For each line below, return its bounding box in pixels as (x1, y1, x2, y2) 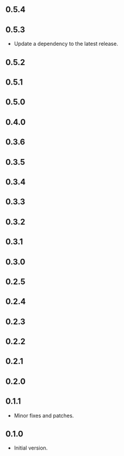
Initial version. (13, 444, 48, 451)
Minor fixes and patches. (13, 412, 74, 419)
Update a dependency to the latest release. (13, 40, 118, 48)
